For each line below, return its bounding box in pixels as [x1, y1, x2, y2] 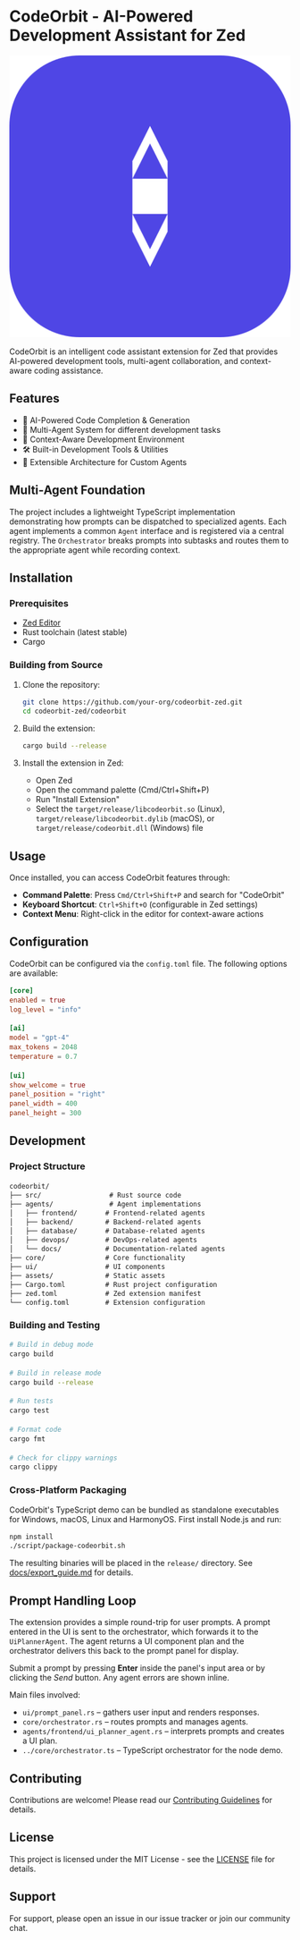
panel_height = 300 [9, 1109, 82, 1118]
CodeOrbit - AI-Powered [9, 6, 194, 27]
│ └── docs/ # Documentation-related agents [9, 1244, 226, 1253]
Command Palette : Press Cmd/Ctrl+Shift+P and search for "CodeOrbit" [21, 889, 286, 900]
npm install [9, 1532, 54, 1541]
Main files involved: [9, 1690, 80, 1700]
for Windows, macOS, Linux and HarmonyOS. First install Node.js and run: [9, 1513, 282, 1524]
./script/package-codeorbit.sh [9, 1541, 126, 1551]
